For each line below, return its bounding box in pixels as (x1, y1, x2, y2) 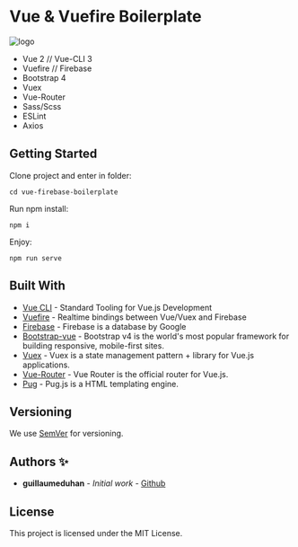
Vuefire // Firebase (22, 63, 92, 74)
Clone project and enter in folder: (9, 170, 132, 181)
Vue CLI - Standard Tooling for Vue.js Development (22, 302, 213, 313)
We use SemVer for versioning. (9, 428, 124, 439)
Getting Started (9, 146, 98, 162)
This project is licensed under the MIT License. (9, 528, 183, 538)
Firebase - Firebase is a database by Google (22, 321, 187, 331)
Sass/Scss (22, 101, 62, 111)
